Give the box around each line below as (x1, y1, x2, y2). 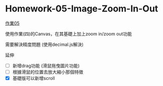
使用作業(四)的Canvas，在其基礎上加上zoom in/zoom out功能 (5, 30, 132, 36)
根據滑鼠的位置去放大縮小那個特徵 (12, 69, 84, 75)
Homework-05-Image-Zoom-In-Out (5, 3, 158, 14)
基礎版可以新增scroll (12, 75, 55, 81)
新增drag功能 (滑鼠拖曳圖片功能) (12, 62, 80, 68)
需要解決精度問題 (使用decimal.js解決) (5, 41, 84, 47)
